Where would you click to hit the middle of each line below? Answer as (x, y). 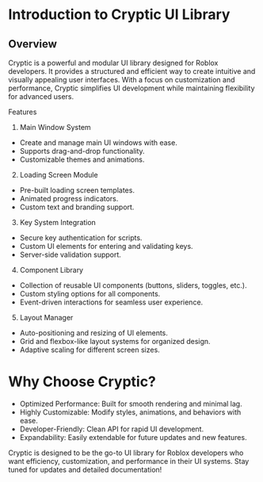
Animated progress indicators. (69, 199)
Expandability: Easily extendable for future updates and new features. (133, 437)
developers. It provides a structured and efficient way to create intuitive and (132, 71)
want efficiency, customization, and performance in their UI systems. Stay (129, 461)
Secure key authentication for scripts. (81, 238)
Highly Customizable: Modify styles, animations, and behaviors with (130, 412)
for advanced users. (41, 96)
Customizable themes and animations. (82, 159)
